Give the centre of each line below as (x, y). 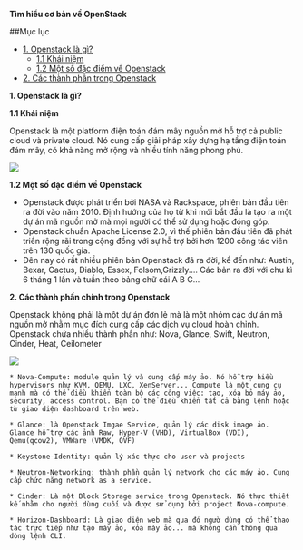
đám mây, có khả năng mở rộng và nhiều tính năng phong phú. (127, 150)
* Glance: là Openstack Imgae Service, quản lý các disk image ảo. (140, 425)
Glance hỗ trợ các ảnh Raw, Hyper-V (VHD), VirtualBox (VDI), (129, 433)
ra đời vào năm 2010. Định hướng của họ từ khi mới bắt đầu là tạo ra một (157, 212)
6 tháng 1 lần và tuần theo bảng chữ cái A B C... (111, 280)
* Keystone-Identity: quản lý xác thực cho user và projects (127, 457)
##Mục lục (29, 31)
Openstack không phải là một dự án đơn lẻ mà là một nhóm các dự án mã (146, 314)
